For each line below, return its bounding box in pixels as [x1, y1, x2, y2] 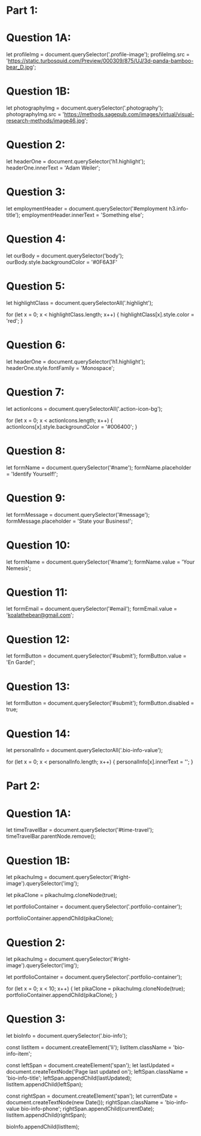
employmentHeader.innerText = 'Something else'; [22, 211, 144, 219]
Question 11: [6, 585, 68, 599]
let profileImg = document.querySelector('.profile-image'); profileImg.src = [6, 51, 190, 58]
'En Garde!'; [6, 659, 36, 666]
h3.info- [168, 205, 188, 212]
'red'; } [6, 317, 23, 324]
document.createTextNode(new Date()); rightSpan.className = [6, 1099, 164, 1106]
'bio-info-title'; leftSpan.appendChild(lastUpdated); [6, 1074, 132, 1082]
